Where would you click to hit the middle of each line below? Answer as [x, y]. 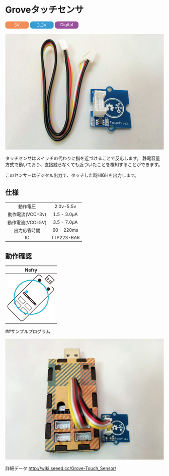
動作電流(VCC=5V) [27, 222]
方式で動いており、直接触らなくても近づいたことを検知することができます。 [84, 164]
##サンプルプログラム [28, 331]
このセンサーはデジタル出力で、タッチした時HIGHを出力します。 [72, 175]
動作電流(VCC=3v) [27, 215]
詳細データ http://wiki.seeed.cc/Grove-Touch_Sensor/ [61, 468]
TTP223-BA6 [65, 238]
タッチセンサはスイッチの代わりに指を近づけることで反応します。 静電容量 [83, 158]
